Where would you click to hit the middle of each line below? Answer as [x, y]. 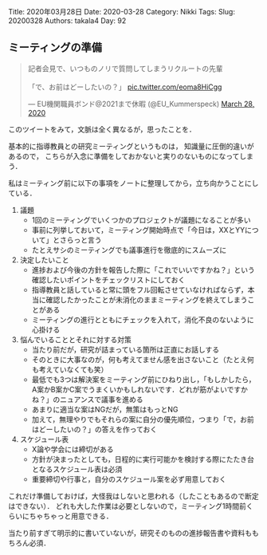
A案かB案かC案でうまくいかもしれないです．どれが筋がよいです [136, 389]
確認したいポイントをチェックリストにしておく [108, 279]
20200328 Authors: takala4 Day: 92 [67, 21]
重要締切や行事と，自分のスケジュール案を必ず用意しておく [129, 479]
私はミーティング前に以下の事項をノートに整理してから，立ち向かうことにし [133, 183]
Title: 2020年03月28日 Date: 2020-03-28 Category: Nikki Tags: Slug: [122, 12]
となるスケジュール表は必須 [77, 469]
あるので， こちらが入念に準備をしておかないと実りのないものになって [124, 156]
